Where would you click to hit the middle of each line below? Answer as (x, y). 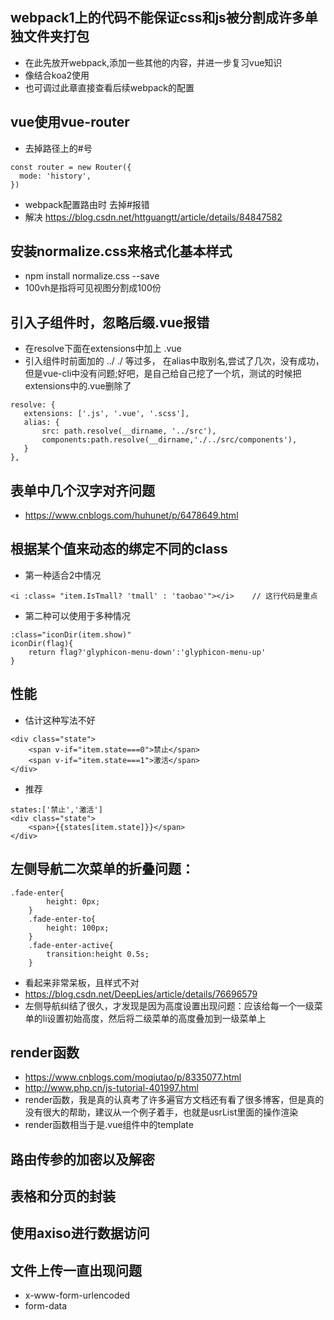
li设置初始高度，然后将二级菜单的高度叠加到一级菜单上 (154, 1018)
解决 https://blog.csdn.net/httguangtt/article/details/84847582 (153, 217)
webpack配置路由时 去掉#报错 (87, 204)
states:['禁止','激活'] (56, 809)
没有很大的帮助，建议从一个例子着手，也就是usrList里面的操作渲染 (161, 1112)
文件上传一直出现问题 (76, 1270)
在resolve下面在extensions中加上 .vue (103, 349)
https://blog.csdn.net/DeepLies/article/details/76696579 (141, 994)
